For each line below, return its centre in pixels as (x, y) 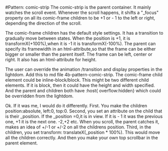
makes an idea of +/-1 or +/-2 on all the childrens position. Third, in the (78, 127)
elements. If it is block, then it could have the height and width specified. (80, 85)
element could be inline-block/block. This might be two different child (77, 80)
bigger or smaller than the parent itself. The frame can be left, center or (79, 54)
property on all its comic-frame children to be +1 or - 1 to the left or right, (80, 18)
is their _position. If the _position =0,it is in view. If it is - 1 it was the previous (84, 116)
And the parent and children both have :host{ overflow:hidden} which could (83, 91)
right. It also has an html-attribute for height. (51, 59)
